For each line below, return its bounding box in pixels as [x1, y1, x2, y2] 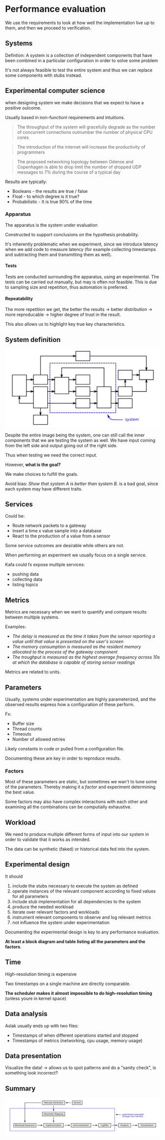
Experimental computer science [5, 87, 105, 95]
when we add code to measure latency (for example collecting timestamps [5, 246, 156, 252]
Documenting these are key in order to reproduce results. [5, 755, 121, 761]
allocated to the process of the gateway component [12, 649, 118, 655]
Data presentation [5, 1051, 61, 1060]
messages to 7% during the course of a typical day [17, 169, 121, 175]
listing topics [12, 582, 38, 587]
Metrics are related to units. [5, 669, 61, 675]
